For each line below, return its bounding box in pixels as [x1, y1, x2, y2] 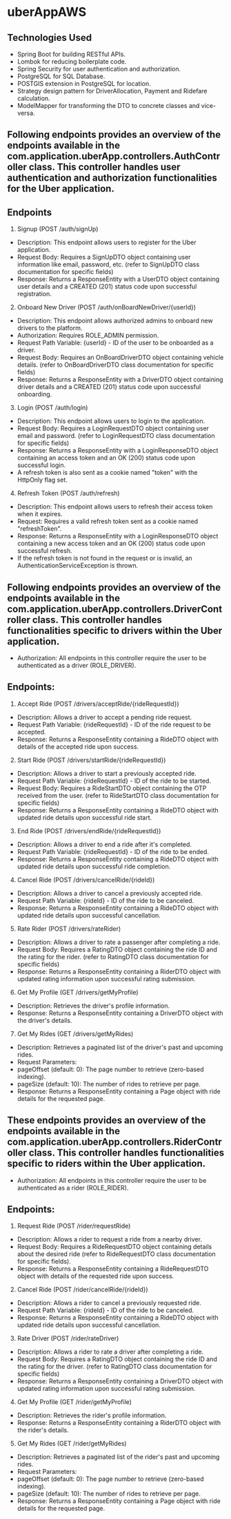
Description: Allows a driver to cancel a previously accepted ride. [17, 889, 203, 897]
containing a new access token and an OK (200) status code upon [17, 539, 205, 547]
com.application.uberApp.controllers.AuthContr [7, 150, 221, 163]
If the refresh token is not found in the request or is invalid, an [17, 554, 193, 563]
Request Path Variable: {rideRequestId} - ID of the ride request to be [17, 720, 212, 729]
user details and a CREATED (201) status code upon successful [17, 282, 197, 291]
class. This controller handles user [28, 161, 181, 173]
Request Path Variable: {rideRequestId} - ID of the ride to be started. [17, 776, 212, 785]
